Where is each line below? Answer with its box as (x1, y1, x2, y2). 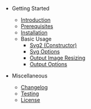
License (20, 96, 40, 104)
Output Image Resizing (29, 54, 86, 61)
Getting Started (11, 5, 49, 12)
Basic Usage (20, 35, 52, 43)
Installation (20, 29, 48, 36)
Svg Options (29, 48, 60, 55)
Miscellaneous (11, 72, 48, 79)
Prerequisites (20, 23, 54, 30)
